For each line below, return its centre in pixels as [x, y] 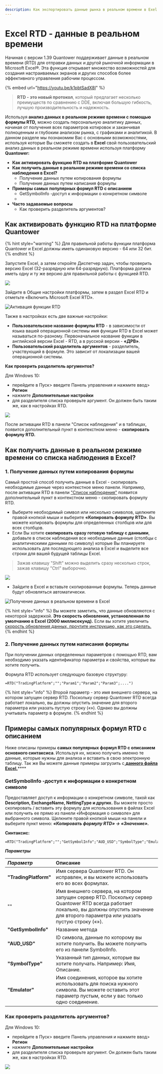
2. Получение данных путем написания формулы [67, 644]
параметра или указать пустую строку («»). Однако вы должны [71, 708]
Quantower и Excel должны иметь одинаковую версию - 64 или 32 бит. [79, 249]
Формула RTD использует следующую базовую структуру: [66, 674]
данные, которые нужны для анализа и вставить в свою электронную [78, 758]
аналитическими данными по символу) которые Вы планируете [79, 543]
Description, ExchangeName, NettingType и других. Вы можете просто [79, 803]
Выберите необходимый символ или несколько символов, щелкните [84, 512]
